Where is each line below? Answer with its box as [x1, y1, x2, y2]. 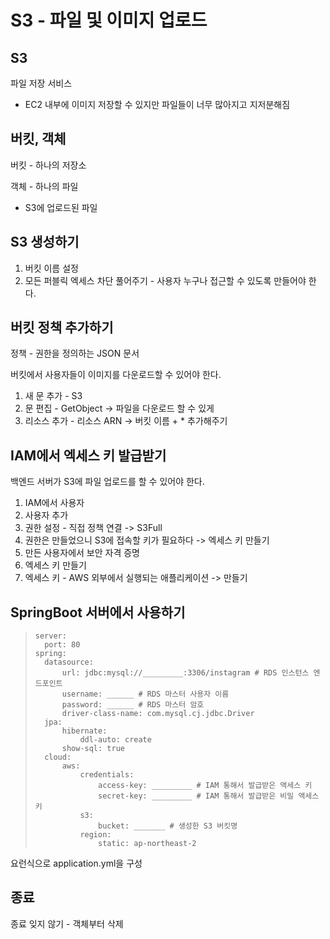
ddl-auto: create [79, 735, 152, 745]
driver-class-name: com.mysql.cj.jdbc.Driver [61, 709, 255, 719]
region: [79, 830, 112, 840]
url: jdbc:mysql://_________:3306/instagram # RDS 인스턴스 [61, 668, 310, 678]
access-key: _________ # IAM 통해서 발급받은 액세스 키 [98, 781, 313, 791]
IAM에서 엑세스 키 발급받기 [10, 447, 167, 464]
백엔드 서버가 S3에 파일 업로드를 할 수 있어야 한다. [10, 476, 205, 488]
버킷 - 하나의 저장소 [10, 159, 87, 171]
